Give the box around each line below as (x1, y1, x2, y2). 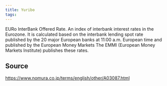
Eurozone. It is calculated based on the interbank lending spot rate (5, 31, 144, 37)
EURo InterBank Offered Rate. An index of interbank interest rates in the (5, 26, 154, 32)
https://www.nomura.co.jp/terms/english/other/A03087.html (5, 75, 130, 81)
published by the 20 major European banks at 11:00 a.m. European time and (5, 36, 162, 43)
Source (5, 61, 29, 70)
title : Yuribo (5, 7, 35, 13)
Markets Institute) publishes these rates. (5, 47, 89, 53)
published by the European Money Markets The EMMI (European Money (5, 42, 155, 48)
